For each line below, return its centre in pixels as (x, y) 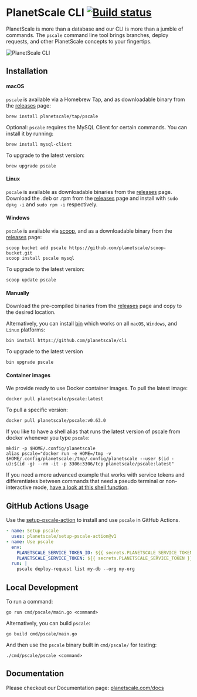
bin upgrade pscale (30, 362)
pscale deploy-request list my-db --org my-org (76, 569)
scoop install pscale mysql (40, 258)
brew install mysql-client (39, 144)
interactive (19, 487)
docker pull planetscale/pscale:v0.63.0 (56, 421)
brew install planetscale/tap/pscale (52, 116)
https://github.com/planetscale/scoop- (118, 248)
